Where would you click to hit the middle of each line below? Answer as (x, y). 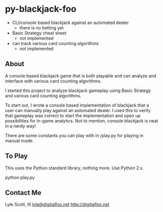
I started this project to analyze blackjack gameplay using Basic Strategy (78, 90)
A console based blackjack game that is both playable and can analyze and (81, 76)
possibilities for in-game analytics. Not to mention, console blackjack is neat (82, 120)
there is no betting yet (41, 27)
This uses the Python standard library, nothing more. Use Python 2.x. (74, 168)
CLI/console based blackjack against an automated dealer (71, 23)
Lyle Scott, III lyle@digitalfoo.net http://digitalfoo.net (57, 205)
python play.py (20, 177)
